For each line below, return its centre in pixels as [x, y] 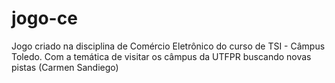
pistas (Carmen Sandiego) [65, 67]
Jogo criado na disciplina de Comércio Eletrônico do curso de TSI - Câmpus [168, 46]
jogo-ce [44, 18]
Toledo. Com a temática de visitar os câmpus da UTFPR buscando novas [161, 56]
